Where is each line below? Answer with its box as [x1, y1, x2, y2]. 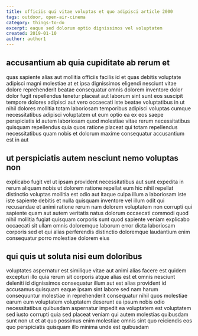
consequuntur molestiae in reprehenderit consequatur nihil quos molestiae [6, 292, 188, 299]
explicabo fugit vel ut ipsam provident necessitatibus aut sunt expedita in [6, 178, 184, 185]
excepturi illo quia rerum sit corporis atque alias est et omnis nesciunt [6, 274, 176, 281]
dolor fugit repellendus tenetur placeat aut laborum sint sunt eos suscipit [6, 92, 183, 99]
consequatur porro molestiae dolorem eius [6, 234, 110, 242]
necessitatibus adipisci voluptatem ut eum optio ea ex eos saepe [6, 111, 164, 118]
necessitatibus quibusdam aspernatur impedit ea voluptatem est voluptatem [6, 305, 191, 312]
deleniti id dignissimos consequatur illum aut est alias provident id [6, 279, 167, 286]
